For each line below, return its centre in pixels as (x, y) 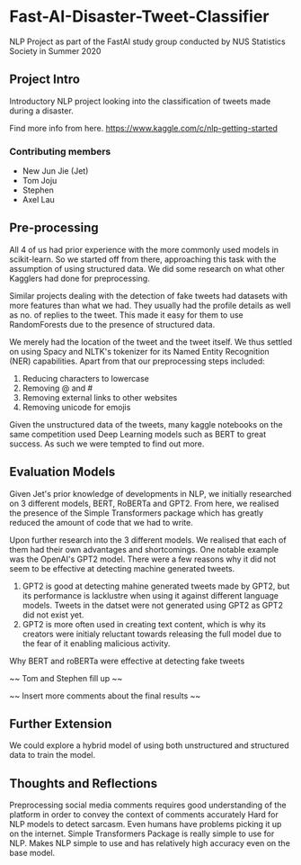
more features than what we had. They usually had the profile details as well (150, 305)
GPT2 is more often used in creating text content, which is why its (144, 624)
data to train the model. (53, 755)
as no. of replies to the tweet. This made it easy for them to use (127, 315)
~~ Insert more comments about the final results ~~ (105, 696)
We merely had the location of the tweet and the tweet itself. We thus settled (151, 342)
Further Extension (61, 724)
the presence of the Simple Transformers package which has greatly (136, 513)
